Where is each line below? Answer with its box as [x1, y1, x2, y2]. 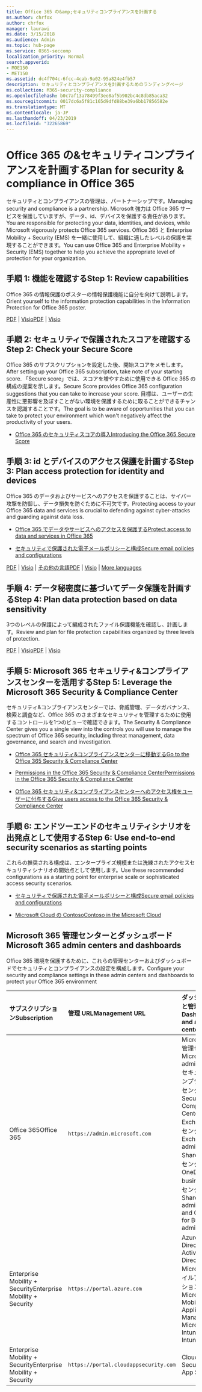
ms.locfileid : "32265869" [6, 121, 71, 127]
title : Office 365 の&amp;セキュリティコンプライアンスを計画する [6, 8, 158, 15]
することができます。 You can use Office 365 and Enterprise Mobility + [11, 241, 186, 249]
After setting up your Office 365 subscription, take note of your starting [6, 368, 183, 375]
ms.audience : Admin [6, 37, 55, 43]
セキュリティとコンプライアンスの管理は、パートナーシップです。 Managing [6, 197, 193, 205]
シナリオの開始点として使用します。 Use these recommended [32, 866, 184, 874]
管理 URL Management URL [68, 1009, 146, 1018]
